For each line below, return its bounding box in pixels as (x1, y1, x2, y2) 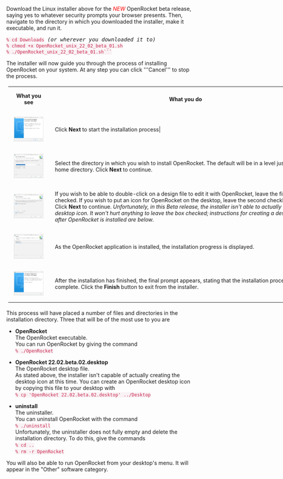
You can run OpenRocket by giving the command (15, 340, 138, 348)
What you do (169, 95, 203, 102)
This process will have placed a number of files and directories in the (6, 309, 178, 317)
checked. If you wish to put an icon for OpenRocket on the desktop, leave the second (54, 197, 266, 204)
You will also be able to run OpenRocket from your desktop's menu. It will (6, 460, 189, 467)
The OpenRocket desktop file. (15, 365, 89, 372)
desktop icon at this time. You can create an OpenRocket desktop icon (15, 378, 190, 385)
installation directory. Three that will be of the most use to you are (6, 316, 171, 323)
